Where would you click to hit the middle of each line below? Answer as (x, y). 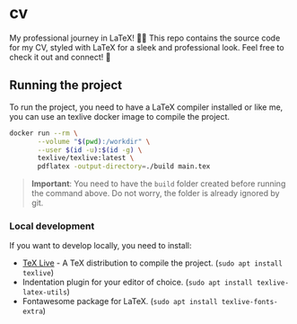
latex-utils (44, 292)
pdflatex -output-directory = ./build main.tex (124, 166)
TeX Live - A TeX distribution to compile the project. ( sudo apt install (152, 263)
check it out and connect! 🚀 (60, 57)
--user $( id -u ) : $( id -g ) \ (90, 150)
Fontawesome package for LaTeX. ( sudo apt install (120, 301)
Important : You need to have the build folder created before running (158, 184)
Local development (52, 226)
